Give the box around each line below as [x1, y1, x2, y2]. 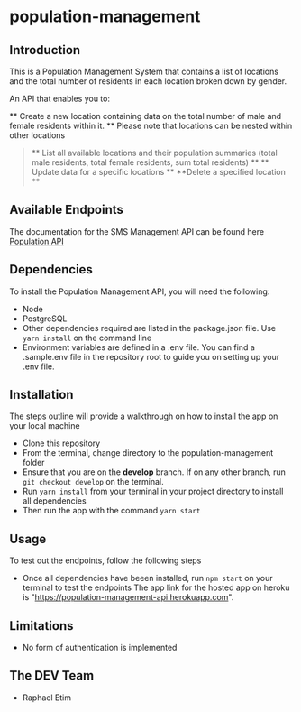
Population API [9, 236, 65, 246]
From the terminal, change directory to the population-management [22, 448, 274, 458]
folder [22, 458, 45, 468]
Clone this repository [22, 438, 101, 448]
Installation [9, 387, 74, 402]
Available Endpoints [9, 202, 124, 217]
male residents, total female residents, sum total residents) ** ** [31, 157, 269, 168]
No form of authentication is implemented [22, 643, 178, 653]
